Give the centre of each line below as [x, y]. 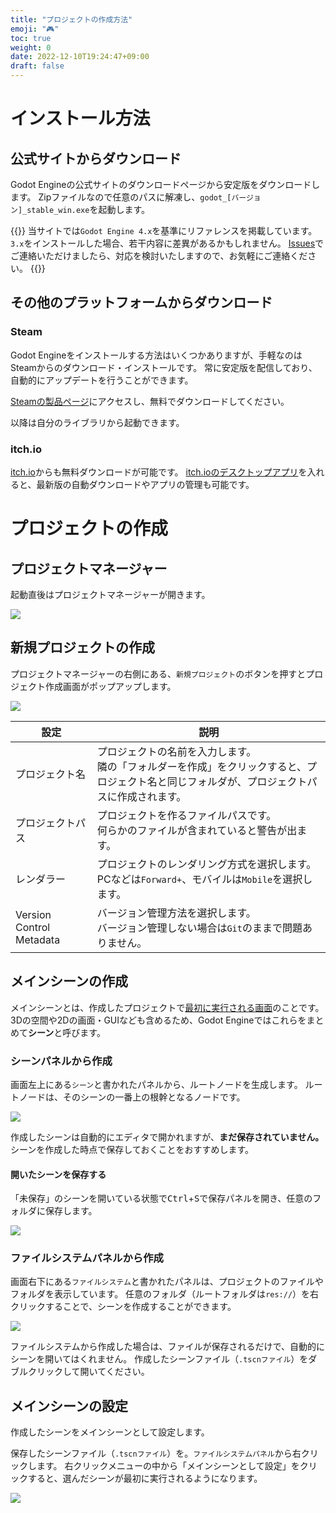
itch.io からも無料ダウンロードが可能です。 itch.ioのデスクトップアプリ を [159, 472]
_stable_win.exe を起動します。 [86, 209]
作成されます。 [151, 796]
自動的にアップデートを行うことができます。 [102, 380]
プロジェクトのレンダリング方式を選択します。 [206, 864]
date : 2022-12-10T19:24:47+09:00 [80, 57]
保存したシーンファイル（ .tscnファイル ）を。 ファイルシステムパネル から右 [156, 1453]
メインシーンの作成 [69, 981]
